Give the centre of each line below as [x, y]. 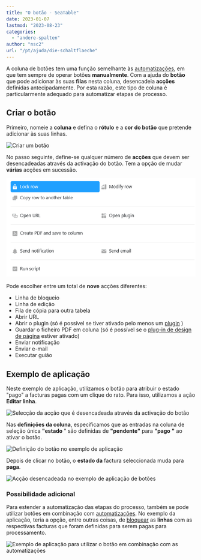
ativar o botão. [24, 437]
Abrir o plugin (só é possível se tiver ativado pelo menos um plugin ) [99, 324]
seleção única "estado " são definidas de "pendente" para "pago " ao [94, 431]
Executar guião [34, 355]
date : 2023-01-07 [28, 19]
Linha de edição [35, 304]
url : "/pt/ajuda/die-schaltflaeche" [52, 51]
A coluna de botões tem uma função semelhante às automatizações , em [95, 68]
